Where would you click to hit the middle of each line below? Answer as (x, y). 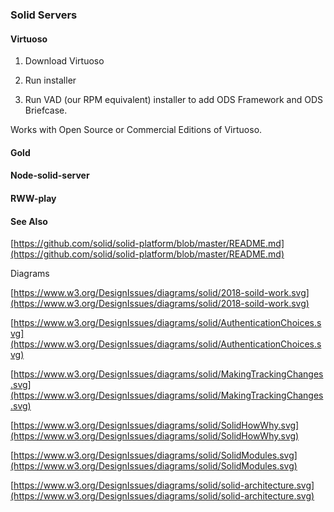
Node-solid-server (50, 175)
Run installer (50, 80)
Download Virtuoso (64, 61)
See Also (29, 221)
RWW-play (33, 198)
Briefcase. (46, 110)
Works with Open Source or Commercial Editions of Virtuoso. (136, 130)
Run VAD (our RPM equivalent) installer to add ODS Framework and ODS (174, 100)
